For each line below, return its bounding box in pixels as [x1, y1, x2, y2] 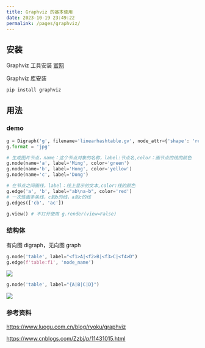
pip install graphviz [6, 87, 62, 93]
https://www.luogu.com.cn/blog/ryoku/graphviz [6, 323, 126, 330]
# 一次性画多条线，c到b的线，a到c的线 [6, 194, 92, 200]
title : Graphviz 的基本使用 [6, 9, 73, 15]
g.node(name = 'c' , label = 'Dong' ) [6, 172, 88, 178]
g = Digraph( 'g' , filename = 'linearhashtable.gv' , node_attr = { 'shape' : [6, 138, 190, 144]
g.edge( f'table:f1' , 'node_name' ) [6, 259, 95, 266]
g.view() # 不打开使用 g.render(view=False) [6, 211, 117, 217]
